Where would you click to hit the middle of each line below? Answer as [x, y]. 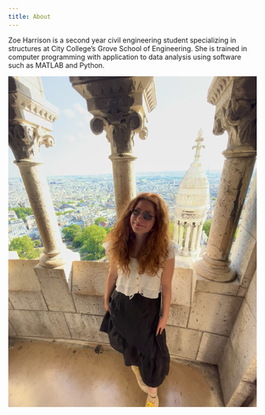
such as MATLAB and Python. [56, 65]
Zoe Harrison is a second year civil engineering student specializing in [122, 40]
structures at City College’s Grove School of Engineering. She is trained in [128, 48]
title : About [30, 17]
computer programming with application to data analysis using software [125, 57]
